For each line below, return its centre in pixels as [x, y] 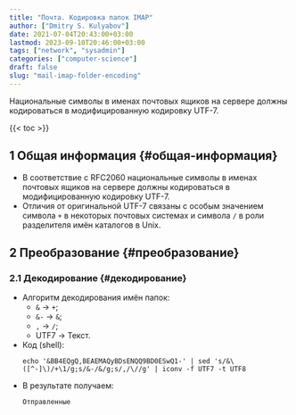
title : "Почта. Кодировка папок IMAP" [81, 17]
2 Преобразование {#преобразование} [124, 252]
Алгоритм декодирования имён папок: [96, 298]
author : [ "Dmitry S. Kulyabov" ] [69, 26]
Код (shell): [43, 345]
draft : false [33, 68]
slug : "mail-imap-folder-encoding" [75, 76]
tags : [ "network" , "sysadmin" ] [67, 51]
